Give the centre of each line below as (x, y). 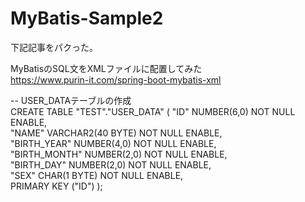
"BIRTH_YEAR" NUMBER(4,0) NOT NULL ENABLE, (113, 143)
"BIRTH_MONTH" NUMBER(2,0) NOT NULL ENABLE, (119, 154)
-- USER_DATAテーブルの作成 (71, 100)
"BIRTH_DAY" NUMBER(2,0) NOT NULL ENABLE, (111, 164)
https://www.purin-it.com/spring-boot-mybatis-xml (116, 79)
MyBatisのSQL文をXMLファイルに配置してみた (106, 68)
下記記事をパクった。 (54, 47)
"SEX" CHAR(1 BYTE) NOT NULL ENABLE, (97, 175)
